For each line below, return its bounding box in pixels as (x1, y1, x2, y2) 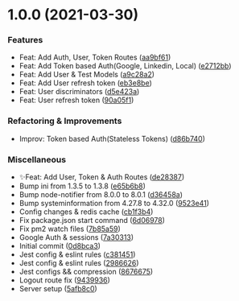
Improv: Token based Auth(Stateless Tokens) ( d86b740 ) (19, 134, 206, 143)
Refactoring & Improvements (7, 115, 122, 126)
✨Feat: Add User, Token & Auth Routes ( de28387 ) (19, 172, 185, 182)
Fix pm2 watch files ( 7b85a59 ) (19, 224, 122, 234)
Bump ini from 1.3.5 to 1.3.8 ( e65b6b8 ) (19, 181, 146, 191)
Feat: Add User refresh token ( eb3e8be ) (19, 78, 152, 88)
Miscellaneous (7, 154, 66, 165)
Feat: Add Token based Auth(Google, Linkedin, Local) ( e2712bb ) (19, 61, 232, 71)
